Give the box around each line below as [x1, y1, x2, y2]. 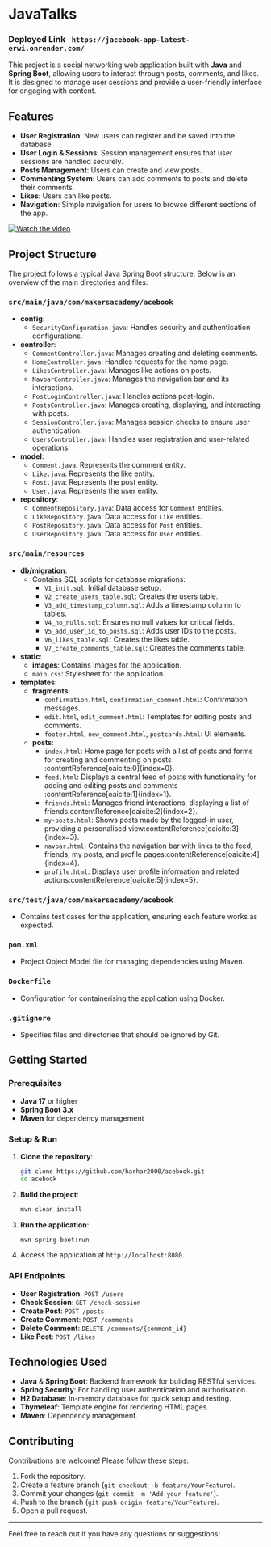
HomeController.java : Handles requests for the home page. [31, 357, 229, 367]
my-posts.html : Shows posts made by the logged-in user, [44, 815, 234, 824]
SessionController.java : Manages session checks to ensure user [31, 417, 250, 427]
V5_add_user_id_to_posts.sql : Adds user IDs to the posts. [44, 625, 236, 635]
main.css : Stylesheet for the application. [31, 668, 165, 678]
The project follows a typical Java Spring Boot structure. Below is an [8, 269, 236, 279]
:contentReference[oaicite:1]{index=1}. [44, 789, 172, 799]
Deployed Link [8, 34, 66, 45]
